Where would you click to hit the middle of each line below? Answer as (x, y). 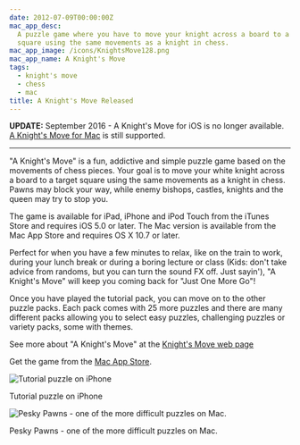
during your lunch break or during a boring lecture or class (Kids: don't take (148, 262)
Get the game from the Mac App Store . (80, 362)
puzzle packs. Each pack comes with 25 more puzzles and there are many (146, 308)
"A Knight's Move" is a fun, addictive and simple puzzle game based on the (147, 161)
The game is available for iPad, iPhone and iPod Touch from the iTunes (139, 216)
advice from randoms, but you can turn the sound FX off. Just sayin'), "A (143, 272)
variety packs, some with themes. (71, 327)
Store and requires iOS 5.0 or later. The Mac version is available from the (143, 226)
